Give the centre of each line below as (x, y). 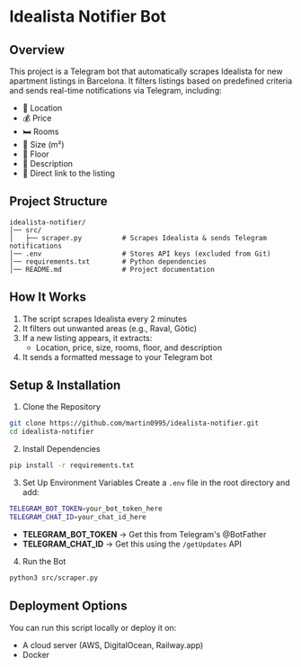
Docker (36, 654)
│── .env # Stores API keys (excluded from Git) (140, 254)
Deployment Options (68, 606)
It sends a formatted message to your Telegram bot (117, 356)
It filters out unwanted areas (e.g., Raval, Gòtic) (110, 328)
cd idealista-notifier (52, 432)
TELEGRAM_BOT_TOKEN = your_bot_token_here (86, 509)
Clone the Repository (62, 407)
